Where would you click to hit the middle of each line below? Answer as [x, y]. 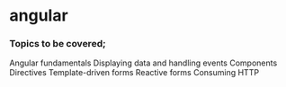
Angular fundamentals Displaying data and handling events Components [143, 63]
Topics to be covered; [58, 44]
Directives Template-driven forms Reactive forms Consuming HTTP [134, 73]
